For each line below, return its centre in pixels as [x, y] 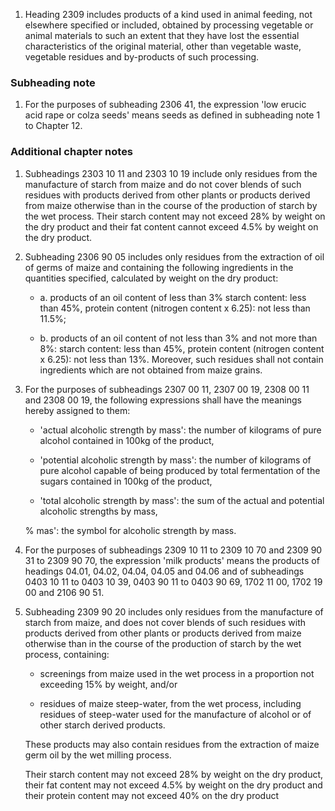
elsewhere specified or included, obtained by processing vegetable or [169, 25]
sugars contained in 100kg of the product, [126, 481]
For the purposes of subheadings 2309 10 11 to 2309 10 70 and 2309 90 [173, 550]
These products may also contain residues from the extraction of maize [172, 744]
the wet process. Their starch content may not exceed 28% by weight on [175, 216]
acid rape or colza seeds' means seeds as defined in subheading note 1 [172, 115]
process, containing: [67, 654]
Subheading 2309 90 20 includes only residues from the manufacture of [174, 611]
